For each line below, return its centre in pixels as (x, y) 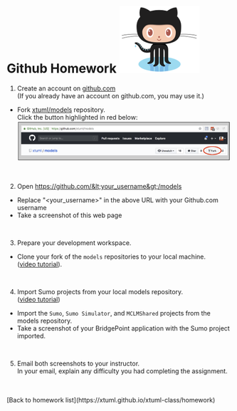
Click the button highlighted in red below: (77, 117)
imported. (31, 336)
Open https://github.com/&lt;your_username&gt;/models (99, 187)
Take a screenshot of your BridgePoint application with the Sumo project (123, 328)
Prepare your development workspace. (74, 243)
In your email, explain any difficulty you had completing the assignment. (122, 371)
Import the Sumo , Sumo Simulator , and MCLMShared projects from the (114, 313)
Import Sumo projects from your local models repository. (100, 292)
